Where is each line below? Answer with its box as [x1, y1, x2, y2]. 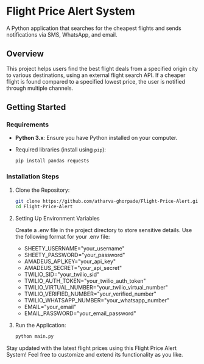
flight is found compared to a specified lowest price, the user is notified [6, 78, 186, 85]
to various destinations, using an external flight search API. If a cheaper [6, 71, 186, 79]
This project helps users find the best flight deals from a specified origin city [6, 65, 198, 72]
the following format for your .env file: [15, 233, 110, 241]
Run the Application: [15, 322, 66, 329]
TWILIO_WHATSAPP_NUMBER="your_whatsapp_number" [24, 297, 170, 304]
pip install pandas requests [15, 158, 90, 164]
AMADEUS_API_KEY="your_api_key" [24, 258, 116, 265]
